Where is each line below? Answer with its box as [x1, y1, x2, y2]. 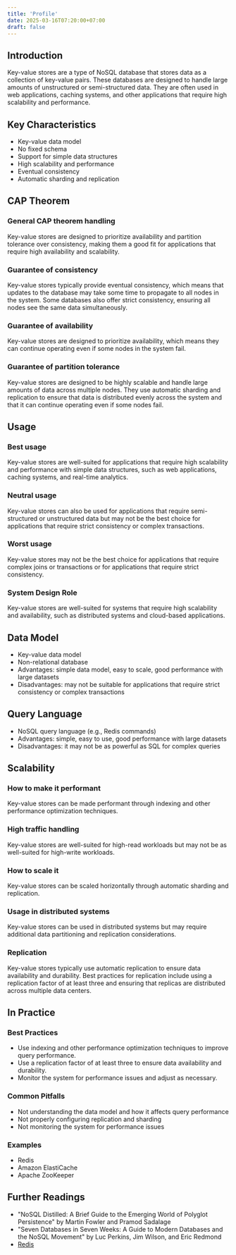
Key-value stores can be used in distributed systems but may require [7, 922, 207, 931]
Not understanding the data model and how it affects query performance [17, 1107, 229, 1115]
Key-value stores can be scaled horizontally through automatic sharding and [7, 882, 229, 890]
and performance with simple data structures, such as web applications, [7, 466, 217, 474]
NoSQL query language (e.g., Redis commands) [17, 727, 156, 735]
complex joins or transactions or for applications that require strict [7, 562, 199, 571]
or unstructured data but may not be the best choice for [39, 514, 201, 522]
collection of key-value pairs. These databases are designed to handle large [7, 75, 228, 85]
